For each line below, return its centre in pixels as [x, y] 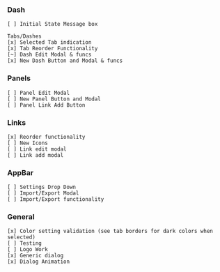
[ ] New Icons [28, 143]
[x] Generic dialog [36, 256]
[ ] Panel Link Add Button [46, 105]
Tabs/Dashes [24, 36]
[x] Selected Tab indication [49, 43]
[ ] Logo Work [28, 250]
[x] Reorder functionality [46, 137]
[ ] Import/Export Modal [43, 193]
